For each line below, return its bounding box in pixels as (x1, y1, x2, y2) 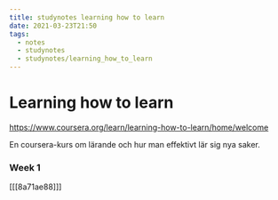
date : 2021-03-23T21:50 (9, 21, 98, 30)
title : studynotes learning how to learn (9, 12, 165, 22)
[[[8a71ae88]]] (9, 181, 62, 192)
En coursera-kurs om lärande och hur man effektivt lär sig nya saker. (9, 139, 260, 149)
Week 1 (9, 161, 42, 173)
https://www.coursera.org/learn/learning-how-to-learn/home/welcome (9, 122, 269, 132)
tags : (9, 29, 29, 38)
